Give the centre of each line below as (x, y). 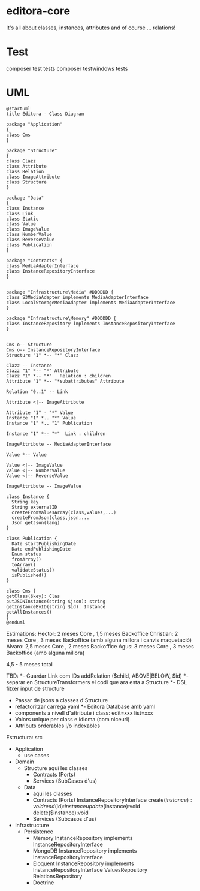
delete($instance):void (60, 813)
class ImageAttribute (33, 177)
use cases (37, 755)
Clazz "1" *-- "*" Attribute (43, 371)
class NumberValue (29, 234)
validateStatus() (33, 570)
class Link (20, 213)
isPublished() (29, 575)
